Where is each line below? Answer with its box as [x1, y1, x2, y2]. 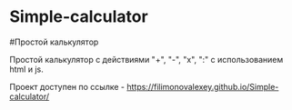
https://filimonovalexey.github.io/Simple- [126, 81, 279, 92]
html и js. [9, 64, 44, 75]
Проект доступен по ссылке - [9, 81, 126, 92]
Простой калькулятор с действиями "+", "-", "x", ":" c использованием [9, 54, 284, 65]
